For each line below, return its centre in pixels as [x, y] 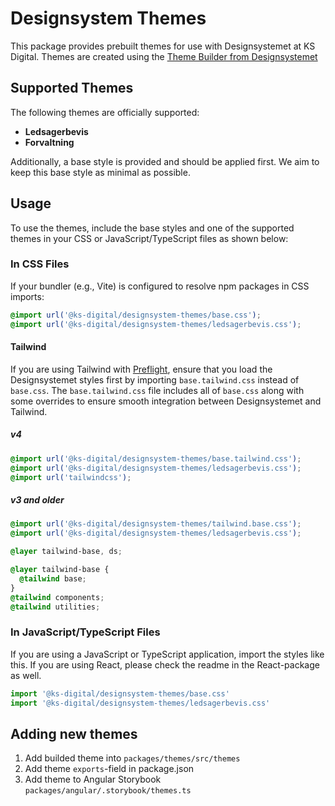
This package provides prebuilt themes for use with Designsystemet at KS [163, 46]
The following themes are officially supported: [105, 112]
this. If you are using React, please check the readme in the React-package [165, 664]
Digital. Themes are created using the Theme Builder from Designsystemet [164, 56]
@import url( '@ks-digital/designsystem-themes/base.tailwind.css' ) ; [156, 458]
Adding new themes [74, 733]
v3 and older [37, 500]
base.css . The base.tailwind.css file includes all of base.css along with [157, 390]
